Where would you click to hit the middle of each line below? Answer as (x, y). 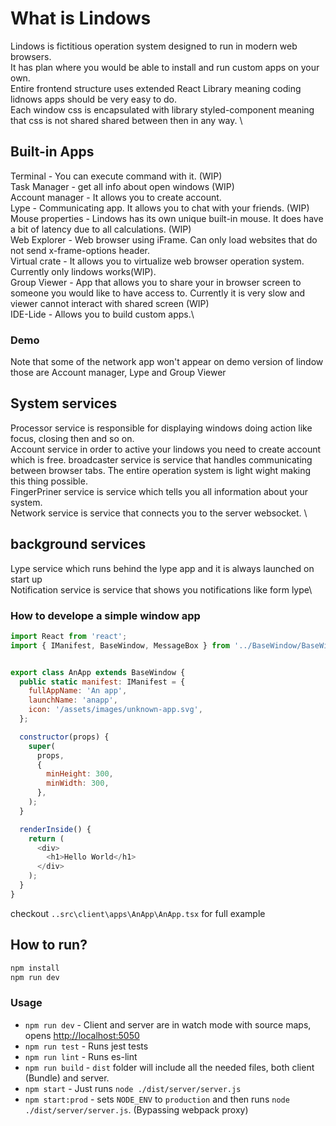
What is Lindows (81, 18)
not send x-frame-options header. (80, 250)
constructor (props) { (64, 737)
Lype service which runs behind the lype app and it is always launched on (162, 568)
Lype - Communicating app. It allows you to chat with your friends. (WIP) (160, 208)
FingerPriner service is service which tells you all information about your (159, 491)
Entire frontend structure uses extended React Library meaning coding (156, 88)
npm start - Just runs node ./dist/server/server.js (133, 1088)
